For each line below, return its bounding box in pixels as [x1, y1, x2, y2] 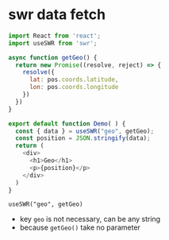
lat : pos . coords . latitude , [29, 75, 119, 84]
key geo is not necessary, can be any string [19, 215, 161, 224]
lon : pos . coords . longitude [29, 83, 119, 91]
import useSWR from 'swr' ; [8, 39, 98, 47]
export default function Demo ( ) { [8, 119, 126, 128]
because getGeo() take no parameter [19, 223, 141, 232]
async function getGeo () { [8, 53, 98, 61]
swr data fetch [8, 6, 106, 24]
